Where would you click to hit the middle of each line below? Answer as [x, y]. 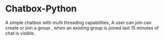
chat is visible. [20, 33]
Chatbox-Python [41, 9]
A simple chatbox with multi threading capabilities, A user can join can [78, 22]
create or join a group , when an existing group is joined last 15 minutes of [82, 27]
